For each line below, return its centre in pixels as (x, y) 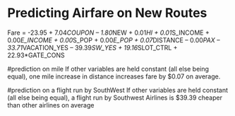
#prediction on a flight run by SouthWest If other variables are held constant (117, 90)
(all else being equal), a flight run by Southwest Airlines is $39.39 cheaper (115, 98)
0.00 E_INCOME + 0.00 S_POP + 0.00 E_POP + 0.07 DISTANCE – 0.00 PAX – (114, 40)
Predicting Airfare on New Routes (107, 13)
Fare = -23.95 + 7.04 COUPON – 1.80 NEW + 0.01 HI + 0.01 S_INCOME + (108, 33)
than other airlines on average (51, 105)
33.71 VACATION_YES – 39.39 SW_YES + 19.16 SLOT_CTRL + (92, 47)
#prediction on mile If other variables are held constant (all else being (108, 69)
